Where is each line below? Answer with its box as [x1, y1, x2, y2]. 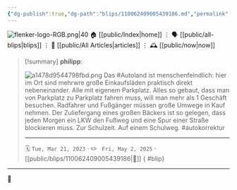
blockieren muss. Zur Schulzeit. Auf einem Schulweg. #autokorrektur [24, 123, 226, 131]
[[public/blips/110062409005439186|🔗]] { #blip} [24, 154, 165, 162]
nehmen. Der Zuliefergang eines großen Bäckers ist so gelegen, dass [24, 108, 226, 117]
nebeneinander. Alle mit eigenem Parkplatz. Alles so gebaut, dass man [24, 85, 230, 94]
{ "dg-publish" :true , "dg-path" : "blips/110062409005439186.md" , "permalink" [7, 10, 229, 18]
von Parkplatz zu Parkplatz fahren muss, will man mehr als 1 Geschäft [24, 93, 227, 102]
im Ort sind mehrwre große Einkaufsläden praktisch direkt [24, 78, 193, 87]
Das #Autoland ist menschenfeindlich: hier [103, 71, 227, 79]
